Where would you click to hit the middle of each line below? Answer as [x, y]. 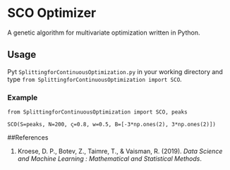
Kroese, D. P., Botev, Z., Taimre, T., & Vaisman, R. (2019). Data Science [120, 151]
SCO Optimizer [52, 13]
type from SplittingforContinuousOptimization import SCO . [95, 79]
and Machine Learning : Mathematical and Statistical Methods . [110, 159]
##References [28, 138]
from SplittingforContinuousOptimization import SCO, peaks [98, 112]
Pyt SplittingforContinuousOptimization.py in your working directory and [115, 71]
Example [23, 97]
